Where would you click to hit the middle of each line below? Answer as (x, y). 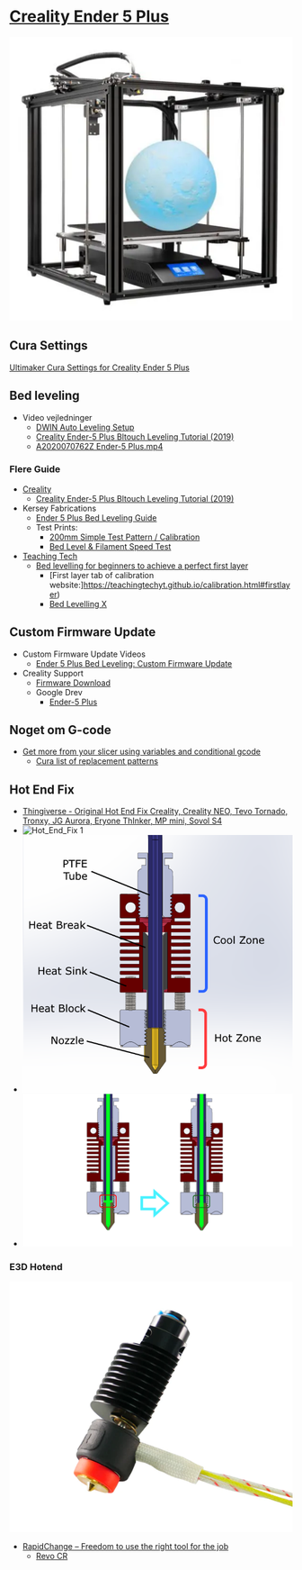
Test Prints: (57, 527)
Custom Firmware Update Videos (84, 654)
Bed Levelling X (78, 603)
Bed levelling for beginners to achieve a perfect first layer (142, 566)
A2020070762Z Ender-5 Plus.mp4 (99, 446)
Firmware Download (73, 683)
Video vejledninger (57, 417)
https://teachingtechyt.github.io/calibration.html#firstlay (187, 585)
